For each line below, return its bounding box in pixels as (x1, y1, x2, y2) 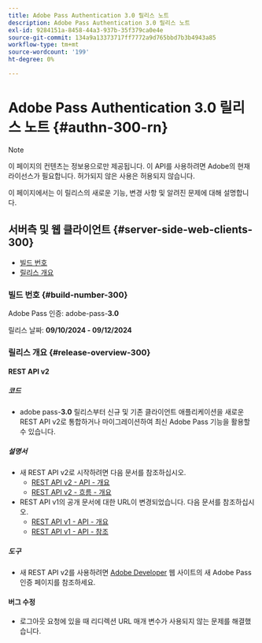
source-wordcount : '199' (8, 48, 90, 56)
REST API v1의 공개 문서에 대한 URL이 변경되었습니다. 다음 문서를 (19, 497, 222, 507)
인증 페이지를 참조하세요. (19, 578, 96, 587)
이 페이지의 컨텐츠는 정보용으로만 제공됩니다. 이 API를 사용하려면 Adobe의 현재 (8, 161, 250, 170)
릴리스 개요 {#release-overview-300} (8, 347, 151, 358)
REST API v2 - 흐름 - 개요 (31, 488, 112, 497)
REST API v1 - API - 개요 (31, 517, 109, 526)
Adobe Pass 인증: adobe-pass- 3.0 (8, 308, 120, 318)
